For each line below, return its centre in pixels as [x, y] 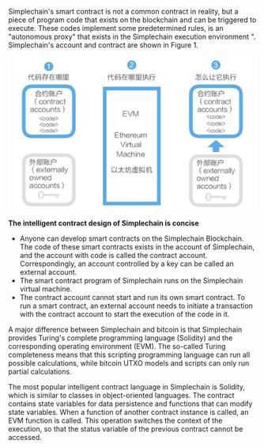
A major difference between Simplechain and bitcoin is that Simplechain [125, 329]
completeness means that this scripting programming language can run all [129, 355]
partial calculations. [40, 371]
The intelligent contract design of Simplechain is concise [104, 223]
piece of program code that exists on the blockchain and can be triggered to [132, 20]
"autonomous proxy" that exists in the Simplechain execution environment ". [132, 36]
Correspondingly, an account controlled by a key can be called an [127, 264]
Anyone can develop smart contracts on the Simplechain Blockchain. [132, 238]
